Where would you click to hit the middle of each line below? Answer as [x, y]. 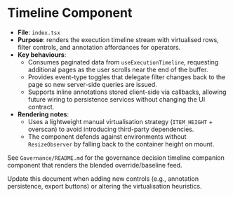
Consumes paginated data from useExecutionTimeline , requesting [123, 62]
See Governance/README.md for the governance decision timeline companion [116, 157]
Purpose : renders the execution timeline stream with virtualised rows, [118, 39]
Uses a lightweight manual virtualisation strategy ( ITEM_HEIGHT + [120, 121]
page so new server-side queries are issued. [93, 84]
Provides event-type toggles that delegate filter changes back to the [127, 77]
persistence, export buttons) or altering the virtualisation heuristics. [105, 186]
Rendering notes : [43, 114]
